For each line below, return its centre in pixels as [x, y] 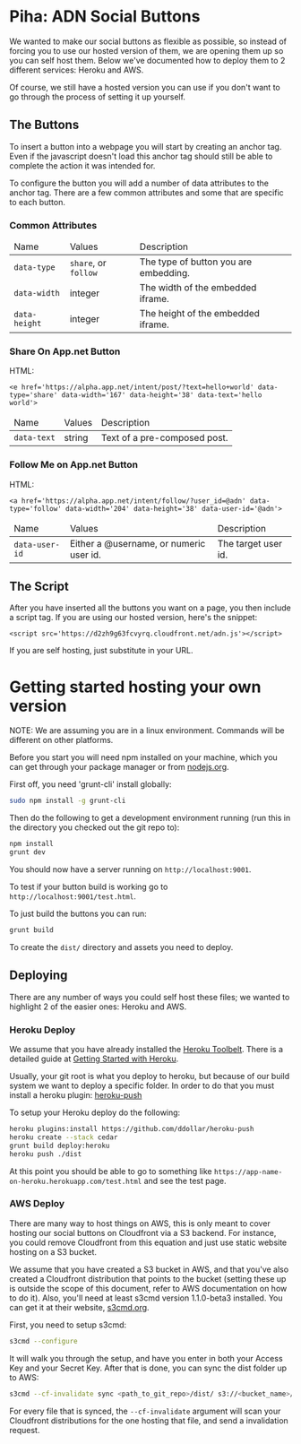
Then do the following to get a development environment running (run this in [150, 818]
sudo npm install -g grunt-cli [68, 801]
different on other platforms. [61, 740]
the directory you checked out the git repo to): [95, 827]
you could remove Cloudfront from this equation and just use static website [148, 1242]
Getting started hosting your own [135, 687]
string [76, 438]
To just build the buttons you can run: [78, 914]
